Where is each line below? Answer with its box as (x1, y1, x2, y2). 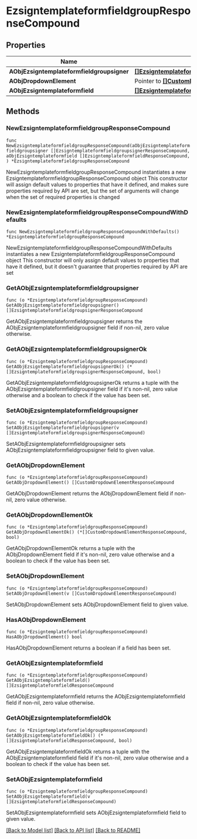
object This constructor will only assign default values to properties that (6, 257, 180, 264)
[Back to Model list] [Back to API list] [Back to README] (6, 827, 141, 834)
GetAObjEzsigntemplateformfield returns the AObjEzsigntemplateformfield (6, 693, 186, 700)
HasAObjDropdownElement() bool (6, 634, 83, 640)
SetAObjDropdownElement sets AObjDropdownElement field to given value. (6, 601, 189, 608)
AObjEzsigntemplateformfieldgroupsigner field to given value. (6, 446, 155, 454)
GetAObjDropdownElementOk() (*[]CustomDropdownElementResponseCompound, (6, 530, 188, 535)
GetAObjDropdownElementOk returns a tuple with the (6, 545, 135, 552)
